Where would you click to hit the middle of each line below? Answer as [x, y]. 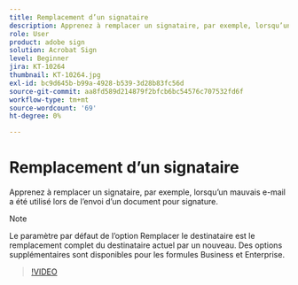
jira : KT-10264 [37, 67]
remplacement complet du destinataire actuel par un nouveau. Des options [146, 245]
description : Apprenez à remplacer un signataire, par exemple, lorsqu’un [150, 26]
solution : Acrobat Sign [53, 50]
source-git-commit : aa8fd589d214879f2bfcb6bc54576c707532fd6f [126, 91]
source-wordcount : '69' [53, 108]
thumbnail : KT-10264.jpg [55, 75]
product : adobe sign [47, 42]
